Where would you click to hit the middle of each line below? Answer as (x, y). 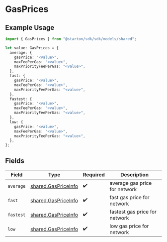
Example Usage (30, 28)
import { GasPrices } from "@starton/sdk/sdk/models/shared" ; (71, 39)
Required (94, 174)
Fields (15, 161)
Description (134, 174)
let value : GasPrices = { (32, 48)
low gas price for (129, 226)
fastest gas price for (133, 212)
